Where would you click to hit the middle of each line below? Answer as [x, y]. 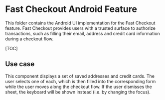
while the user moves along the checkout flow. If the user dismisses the [79, 87]
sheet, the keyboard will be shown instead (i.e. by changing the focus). [78, 92]
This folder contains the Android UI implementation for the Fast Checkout [80, 23]
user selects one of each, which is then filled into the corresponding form [81, 81]
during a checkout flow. [29, 39]
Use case [20, 64]
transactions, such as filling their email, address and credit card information [83, 33]
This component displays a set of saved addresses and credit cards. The [80, 76]
